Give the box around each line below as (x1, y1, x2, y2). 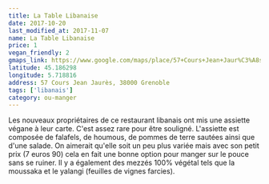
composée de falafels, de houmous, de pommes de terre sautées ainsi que (8, 133, 255, 142)
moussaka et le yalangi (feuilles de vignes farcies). (8, 166, 175, 176)
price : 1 (8, 42, 38, 50)
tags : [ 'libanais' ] (8, 86, 74, 94)
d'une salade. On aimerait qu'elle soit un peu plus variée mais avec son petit (8, 141, 260, 150)
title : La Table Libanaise (8, 11, 98, 20)
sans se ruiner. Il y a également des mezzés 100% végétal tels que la (8, 158, 235, 168)
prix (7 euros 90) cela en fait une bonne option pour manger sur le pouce (8, 150, 250, 159)
